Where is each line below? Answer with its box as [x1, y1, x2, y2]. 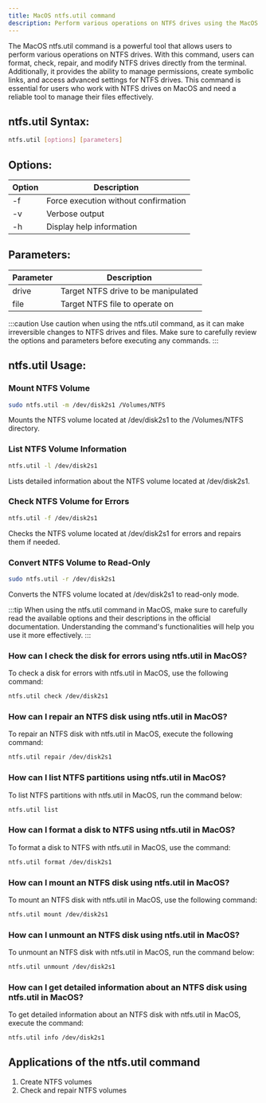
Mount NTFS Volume [8, 383, 90, 394]
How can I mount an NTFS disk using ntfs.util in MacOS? [8, 876, 230, 888]
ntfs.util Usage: [8, 359, 87, 372]
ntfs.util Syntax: [8, 115, 90, 128]
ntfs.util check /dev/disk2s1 [8, 692, 109, 700]
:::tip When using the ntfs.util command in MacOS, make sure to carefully [8, 605, 248, 614]
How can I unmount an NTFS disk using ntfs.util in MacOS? [8, 929, 241, 940]
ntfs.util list [8, 806, 59, 813]
